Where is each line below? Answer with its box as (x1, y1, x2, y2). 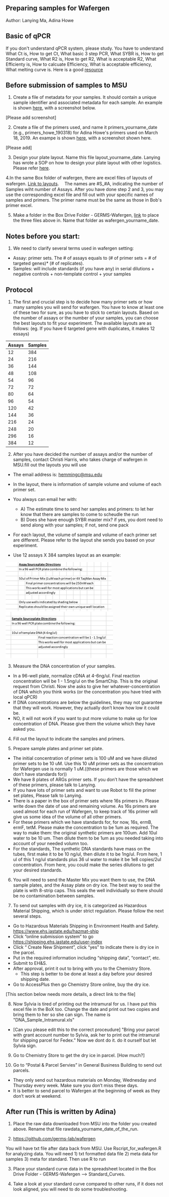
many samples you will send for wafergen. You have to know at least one (13, 304, 164, 310)
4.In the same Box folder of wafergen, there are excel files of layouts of (6, 175, 152, 181)
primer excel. (6, 203, 33, 209)
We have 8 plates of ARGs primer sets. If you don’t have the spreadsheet (13, 776, 163, 782)
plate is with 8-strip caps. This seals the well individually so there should (13, 887, 163, 893)
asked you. (13, 726, 36, 732)
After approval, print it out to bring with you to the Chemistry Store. (13, 965, 151, 971)
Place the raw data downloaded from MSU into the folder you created (13, 1121, 157, 1127)
